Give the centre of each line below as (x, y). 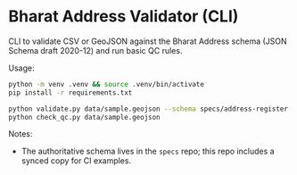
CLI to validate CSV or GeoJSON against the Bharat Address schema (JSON (148, 41)
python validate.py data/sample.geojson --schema (103, 109)
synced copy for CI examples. (76, 161)
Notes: (21, 134)
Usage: (21, 68)
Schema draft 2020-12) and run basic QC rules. (95, 50)
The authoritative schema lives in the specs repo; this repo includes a (148, 151)
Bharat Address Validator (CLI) (124, 17)
